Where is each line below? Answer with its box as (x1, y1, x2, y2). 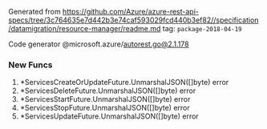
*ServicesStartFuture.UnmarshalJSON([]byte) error (19, 95, 191, 104)
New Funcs (8, 59, 53, 71)
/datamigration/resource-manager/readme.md (8, 24, 161, 33)
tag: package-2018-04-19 (162, 24, 242, 33)
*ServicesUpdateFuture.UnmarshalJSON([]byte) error (19, 111, 199, 121)
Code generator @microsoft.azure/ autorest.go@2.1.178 (8, 39, 190, 49)
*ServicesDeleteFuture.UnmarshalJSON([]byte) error (19, 86, 196, 95)
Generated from (8, 7, 62, 16)
